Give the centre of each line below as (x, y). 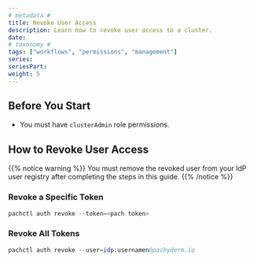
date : (17, 37)
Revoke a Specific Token (56, 197)
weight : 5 (24, 74)
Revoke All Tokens (44, 234)
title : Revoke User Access (52, 23)
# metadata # (29, 15)
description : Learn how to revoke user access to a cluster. (110, 30)
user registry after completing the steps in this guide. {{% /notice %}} (121, 177)
